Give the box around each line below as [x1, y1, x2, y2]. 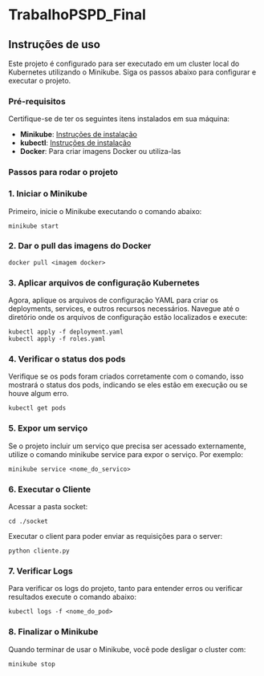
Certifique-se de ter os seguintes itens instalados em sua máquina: [8, 114, 230, 123]
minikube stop [8, 660, 56, 668]
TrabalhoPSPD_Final [8, 6, 147, 24]
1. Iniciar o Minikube [8, 188, 88, 200]
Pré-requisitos [8, 95, 66, 107]
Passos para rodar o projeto [8, 167, 119, 178]
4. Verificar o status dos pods [8, 354, 126, 365]
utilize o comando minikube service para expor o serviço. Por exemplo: [8, 449, 243, 459]
